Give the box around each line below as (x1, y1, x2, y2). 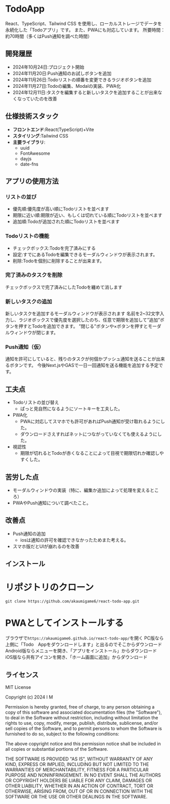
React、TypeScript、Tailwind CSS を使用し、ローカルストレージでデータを (5, 20, 162, 26)
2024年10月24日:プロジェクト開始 (12, 64, 85, 70)
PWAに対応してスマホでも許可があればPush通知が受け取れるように (20, 418, 161, 424)
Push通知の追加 (12, 530, 46, 537)
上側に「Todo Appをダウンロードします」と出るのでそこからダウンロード (5, 642, 162, 648)
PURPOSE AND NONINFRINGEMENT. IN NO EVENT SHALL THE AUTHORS (5, 772, 161, 778)
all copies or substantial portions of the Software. (5, 746, 108, 752)
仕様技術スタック (5, 112, 59, 121)
